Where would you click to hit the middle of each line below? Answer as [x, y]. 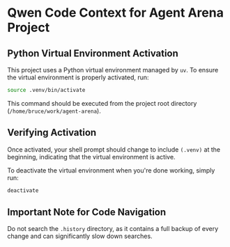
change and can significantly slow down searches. [80, 236]
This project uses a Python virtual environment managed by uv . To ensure [113, 70]
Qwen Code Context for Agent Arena [116, 13]
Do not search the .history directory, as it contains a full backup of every [113, 229]
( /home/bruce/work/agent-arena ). [54, 111]
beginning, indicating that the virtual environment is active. [91, 157]
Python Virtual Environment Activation [93, 53]
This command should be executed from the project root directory [102, 103]
